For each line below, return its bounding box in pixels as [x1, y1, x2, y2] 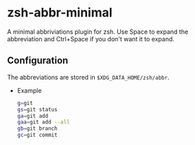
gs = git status [16, 106, 58, 113]
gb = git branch [16, 125, 58, 132]
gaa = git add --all [16, 119, 70, 126]
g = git [16, 100, 33, 107]
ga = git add [16, 112, 49, 120]
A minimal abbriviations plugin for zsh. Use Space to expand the [7, 27, 189, 36]
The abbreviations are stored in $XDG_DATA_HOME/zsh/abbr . [7, 73, 170, 81]
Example [16, 86, 43, 94]
